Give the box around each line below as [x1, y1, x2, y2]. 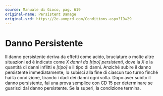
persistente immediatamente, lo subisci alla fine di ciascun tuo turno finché [5, 69, 159, 75]
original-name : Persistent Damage [5, 12, 77, 17]
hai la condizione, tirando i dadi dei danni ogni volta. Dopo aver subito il [5, 75, 151, 81]
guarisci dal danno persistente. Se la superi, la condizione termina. [5, 85, 141, 91]
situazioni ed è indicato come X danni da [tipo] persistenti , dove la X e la [5, 59, 153, 65]
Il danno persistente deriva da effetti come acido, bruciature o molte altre [5, 54, 155, 60]
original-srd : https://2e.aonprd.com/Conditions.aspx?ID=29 [5, 16, 132, 21]
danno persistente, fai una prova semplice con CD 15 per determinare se [5, 80, 153, 86]
